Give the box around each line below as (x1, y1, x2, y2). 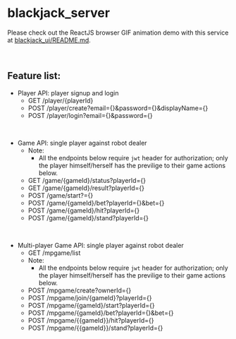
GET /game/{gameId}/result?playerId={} (27, 184, 145, 192)
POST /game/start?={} (27, 191, 94, 199)
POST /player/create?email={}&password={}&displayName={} (27, 104, 209, 112)
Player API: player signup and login (17, 88, 119, 97)
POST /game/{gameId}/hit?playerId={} (27, 206, 139, 215)
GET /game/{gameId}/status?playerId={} (27, 176, 147, 184)
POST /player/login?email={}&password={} (27, 111, 153, 119)
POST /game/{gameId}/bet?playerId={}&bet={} (27, 198, 165, 207)
